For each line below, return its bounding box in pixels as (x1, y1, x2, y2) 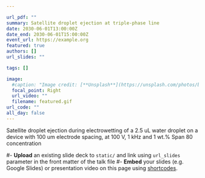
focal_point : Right (12, 87, 62, 93)
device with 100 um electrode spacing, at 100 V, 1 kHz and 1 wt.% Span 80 (6, 133, 193, 140)
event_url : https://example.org (6, 37, 88, 43)
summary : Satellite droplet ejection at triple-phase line (6, 20, 160, 26)
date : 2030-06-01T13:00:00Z (6, 26, 78, 32)
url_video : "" (12, 93, 48, 99)
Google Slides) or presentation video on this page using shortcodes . (6, 164, 178, 171)
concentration (6, 140, 41, 147)
